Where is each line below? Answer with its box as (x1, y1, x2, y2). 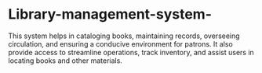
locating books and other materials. (8, 56, 123, 65)
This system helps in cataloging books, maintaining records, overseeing (8, 31, 241, 40)
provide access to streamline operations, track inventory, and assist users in (8, 47, 255, 57)
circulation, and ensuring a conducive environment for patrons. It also (8, 39, 233, 48)
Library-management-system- (8, 5, 212, 23)
